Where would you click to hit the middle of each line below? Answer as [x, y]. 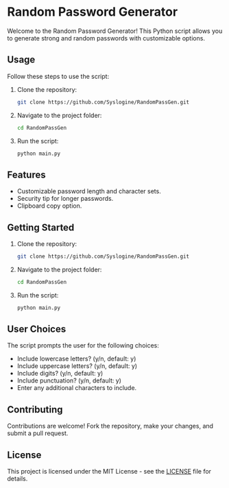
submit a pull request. [38, 433]
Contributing [35, 410]
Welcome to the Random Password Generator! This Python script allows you [115, 31]
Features [26, 174]
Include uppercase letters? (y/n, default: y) [77, 366]
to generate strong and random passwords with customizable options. [106, 38]
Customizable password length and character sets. [89, 191]
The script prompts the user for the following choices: [83, 345]
